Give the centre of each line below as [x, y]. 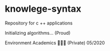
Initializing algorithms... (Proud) [38, 33]
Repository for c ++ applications [39, 23]
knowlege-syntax [43, 9]
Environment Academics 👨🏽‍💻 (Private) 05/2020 [55, 43]
